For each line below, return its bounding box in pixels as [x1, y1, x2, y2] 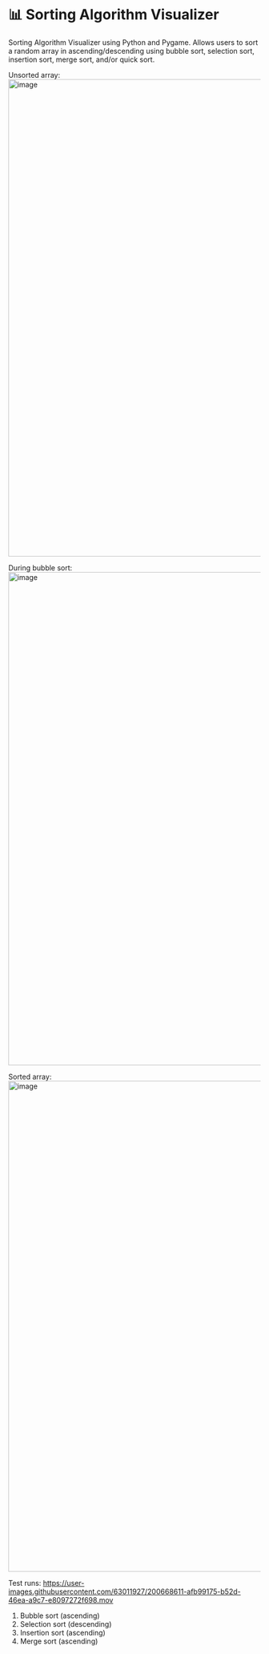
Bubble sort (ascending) [19, 1611, 100, 1620]
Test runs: [8, 1578, 42, 1587]
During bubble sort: [8, 562, 73, 573]
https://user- [42, 1578, 85, 1587]
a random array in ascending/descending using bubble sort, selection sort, [8, 46, 255, 55]
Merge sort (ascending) [19, 1636, 98, 1646]
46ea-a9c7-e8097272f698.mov [8, 1595, 114, 1604]
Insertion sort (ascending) [19, 1628, 106, 1637]
